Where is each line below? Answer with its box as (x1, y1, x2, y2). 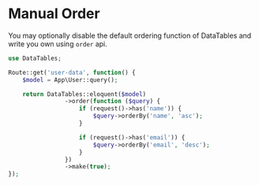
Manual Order (8, 5, 100, 23)
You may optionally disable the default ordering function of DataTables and (8, 31, 252, 40)
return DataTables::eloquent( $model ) (22, 90, 147, 98)
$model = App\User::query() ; (22, 76, 118, 83)
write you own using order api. (8, 39, 108, 48)
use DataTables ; (8, 54, 62, 62)
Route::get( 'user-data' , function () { (8, 68, 136, 76)
